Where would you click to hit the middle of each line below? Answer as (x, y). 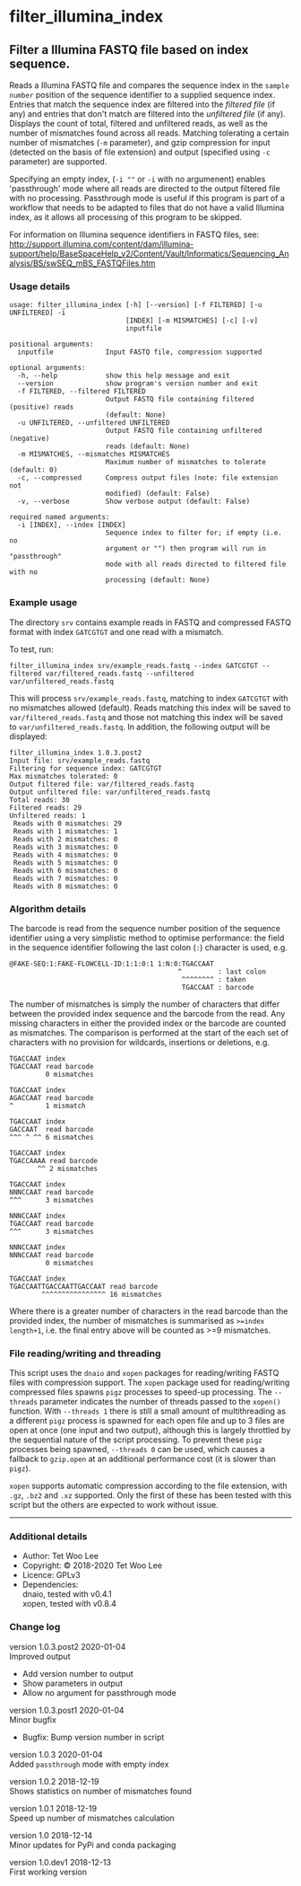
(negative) (30, 439)
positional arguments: (52, 344)
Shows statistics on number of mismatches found (101, 1791)
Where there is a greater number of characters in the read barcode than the (149, 1311)
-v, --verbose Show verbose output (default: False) (134, 502)
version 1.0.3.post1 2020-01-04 (67, 1710)
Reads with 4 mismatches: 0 (65, 855)
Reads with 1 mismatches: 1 (65, 831)
